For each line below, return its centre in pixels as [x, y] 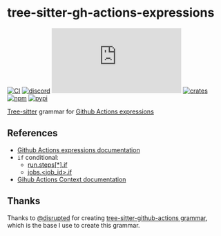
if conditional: [38, 157]
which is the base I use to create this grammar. [74, 225]
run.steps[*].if [47, 165]
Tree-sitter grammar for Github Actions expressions [80, 111]
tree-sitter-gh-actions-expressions [111, 13]
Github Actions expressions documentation [78, 149]
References [32, 133]
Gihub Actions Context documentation [71, 179]
